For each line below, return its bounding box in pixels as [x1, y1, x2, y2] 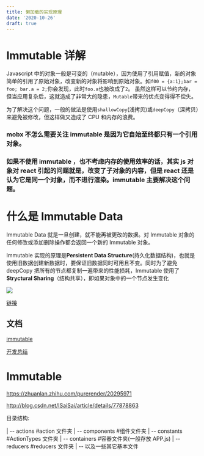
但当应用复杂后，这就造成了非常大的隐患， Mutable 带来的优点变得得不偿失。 [6, 93, 197, 100]
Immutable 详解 [6, 48, 86, 62]
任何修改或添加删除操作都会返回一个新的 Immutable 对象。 [6, 239, 154, 246]
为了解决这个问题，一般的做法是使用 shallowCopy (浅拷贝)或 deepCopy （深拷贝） [6, 106, 199, 113]
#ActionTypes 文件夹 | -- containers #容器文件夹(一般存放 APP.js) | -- [6, 435, 181, 442]
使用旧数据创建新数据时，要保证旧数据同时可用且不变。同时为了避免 [6, 259, 178, 267]
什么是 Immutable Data [6, 210, 123, 224]
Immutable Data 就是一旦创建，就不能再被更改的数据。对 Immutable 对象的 [6, 231, 195, 238]
